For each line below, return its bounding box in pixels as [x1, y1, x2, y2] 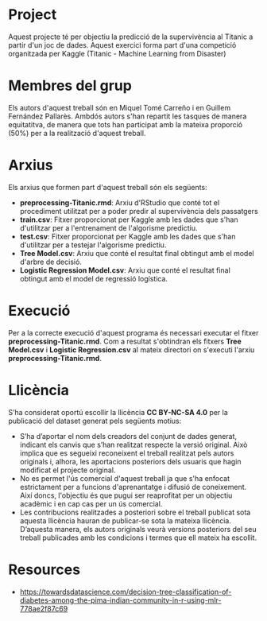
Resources [8, 561, 81, 578]
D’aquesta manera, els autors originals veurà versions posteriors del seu [19, 524, 257, 534]
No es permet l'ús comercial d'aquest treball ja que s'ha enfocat [19, 473, 230, 483]
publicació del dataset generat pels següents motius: [8, 416, 182, 425]
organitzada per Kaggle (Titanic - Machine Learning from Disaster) [8, 49, 226, 58]
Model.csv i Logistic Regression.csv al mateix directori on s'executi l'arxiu [8, 344, 255, 355]
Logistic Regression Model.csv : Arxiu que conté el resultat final [19, 265, 230, 275]
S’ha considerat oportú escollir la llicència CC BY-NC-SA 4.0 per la [8, 407, 228, 417]
